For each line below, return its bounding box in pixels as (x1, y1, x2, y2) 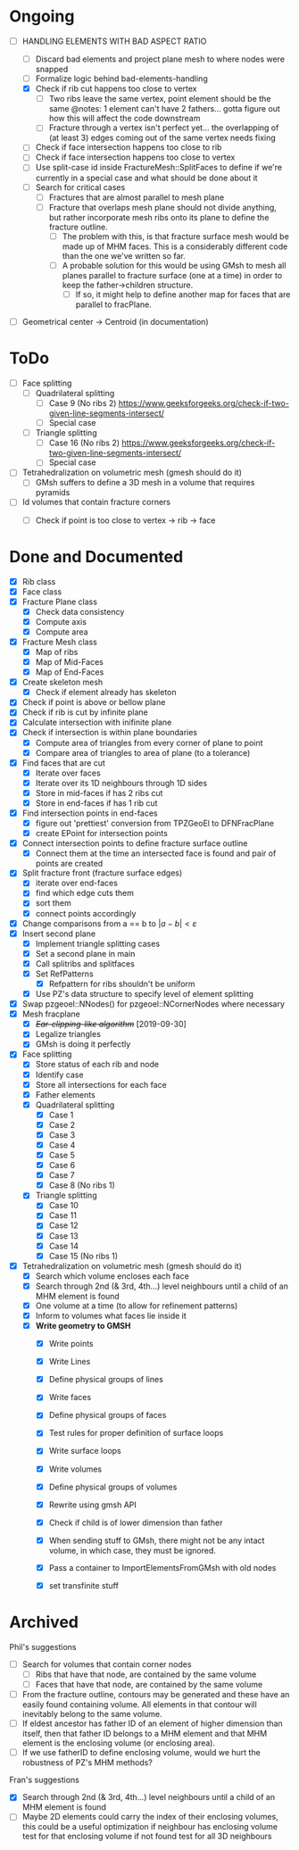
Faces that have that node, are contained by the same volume (35, 1680, 263, 1689)
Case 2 (48, 1119, 76, 1130)
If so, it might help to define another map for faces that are (75, 288, 291, 300)
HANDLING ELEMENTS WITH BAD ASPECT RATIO (21, 36, 207, 46)
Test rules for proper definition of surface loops (48, 1428, 224, 1439)
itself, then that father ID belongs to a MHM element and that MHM (21, 1729, 268, 1739)
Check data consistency (35, 606, 125, 617)
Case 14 (48, 1240, 79, 1251)
